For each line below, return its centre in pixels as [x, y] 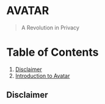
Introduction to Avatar [42, 76]
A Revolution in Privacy [50, 28]
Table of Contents [52, 52]
